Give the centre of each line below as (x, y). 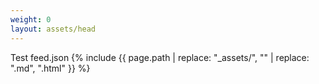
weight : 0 (31, 19)
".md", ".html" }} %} (50, 68)
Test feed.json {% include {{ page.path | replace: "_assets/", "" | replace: (160, 57)
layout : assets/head (53, 29)
